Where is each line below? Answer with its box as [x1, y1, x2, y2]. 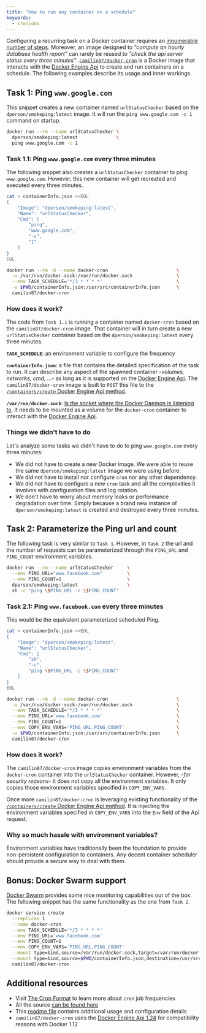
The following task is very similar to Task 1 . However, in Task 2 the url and [6, 540, 193, 547]
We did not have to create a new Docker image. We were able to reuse [15, 460, 194, 468]
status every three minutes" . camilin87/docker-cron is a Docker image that [6, 56, 195, 64]
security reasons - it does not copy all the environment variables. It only [6, 777, 187, 785]
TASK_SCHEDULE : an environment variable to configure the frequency [6, 350, 176, 357]
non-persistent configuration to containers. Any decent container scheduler [6, 851, 198, 858]
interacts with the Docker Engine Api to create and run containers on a [6, 63, 184, 71]
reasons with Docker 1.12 [15, 1020, 78, 1027]
